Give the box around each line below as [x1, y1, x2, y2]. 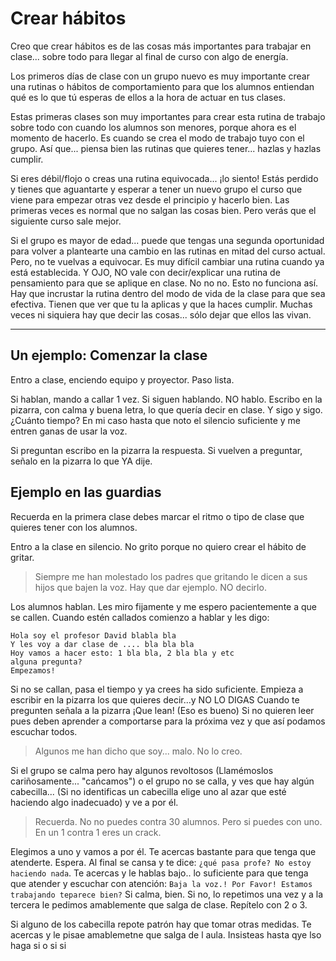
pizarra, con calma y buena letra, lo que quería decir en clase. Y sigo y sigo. [10, 403, 323, 416]
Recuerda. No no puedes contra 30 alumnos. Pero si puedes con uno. [34, 815, 323, 827]
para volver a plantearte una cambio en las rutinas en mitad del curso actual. [10, 245, 326, 257]
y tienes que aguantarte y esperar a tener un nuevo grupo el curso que [10, 183, 303, 195]
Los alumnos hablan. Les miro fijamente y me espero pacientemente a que [10, 600, 317, 612]
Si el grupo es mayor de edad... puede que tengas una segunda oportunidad [10, 234, 325, 246]
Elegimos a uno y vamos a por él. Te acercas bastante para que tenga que [10, 845, 317, 857]
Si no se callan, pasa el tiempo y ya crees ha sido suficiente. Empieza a [10, 683, 304, 695]
